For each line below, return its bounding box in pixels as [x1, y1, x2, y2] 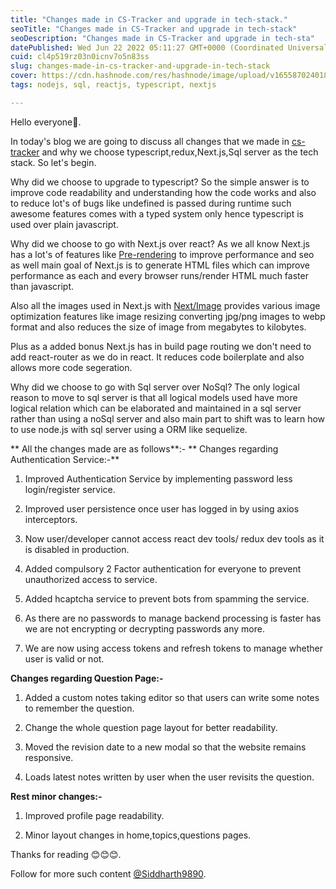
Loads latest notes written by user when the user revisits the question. [24, 771, 315, 783]
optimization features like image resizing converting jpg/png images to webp [10, 310, 326, 322]
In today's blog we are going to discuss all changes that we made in [10, 135, 290, 147]
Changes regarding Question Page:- [10, 672, 164, 684]
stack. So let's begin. [10, 156, 97, 168]
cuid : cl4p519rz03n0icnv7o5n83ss [10, 52, 150, 62]
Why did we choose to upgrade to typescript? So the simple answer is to [10, 176, 310, 188]
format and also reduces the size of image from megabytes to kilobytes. [10, 321, 307, 333]
